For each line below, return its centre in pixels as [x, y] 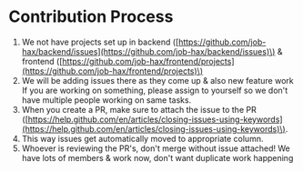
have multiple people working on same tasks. [106, 100]
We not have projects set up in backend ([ [100, 42]
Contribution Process [91, 17]
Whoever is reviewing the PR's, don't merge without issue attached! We [156, 148]
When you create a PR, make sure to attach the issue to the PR [139, 109]
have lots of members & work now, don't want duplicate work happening [157, 157]
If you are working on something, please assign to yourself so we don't [155, 90]
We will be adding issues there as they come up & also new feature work [157, 80]
